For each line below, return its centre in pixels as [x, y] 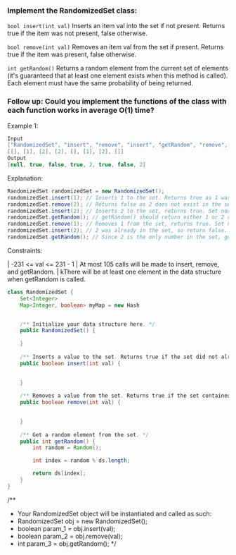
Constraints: [25, 250]
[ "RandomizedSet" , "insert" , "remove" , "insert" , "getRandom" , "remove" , [118, 145]
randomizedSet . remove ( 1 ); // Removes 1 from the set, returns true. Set [116, 224]
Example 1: [23, 126]
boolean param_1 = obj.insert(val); [66, 528]
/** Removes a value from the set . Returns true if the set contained [125, 396]
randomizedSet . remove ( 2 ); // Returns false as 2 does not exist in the [114, 204]
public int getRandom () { [58, 441]
